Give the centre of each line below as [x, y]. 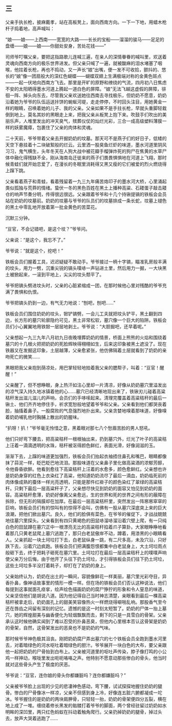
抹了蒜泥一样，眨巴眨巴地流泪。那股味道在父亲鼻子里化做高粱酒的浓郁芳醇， [86, 462]
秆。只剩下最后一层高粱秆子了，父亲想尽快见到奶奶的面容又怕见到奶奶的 [81, 488]
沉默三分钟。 [19, 218]
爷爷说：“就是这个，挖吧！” [34, 251]
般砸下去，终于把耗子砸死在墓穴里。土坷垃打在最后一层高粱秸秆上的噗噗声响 [86, 552]
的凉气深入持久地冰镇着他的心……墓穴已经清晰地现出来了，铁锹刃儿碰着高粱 [85, 391]
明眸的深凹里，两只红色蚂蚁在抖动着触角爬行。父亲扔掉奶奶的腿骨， [77, 712]
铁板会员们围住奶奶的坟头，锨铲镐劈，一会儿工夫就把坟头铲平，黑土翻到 [81, 313]
